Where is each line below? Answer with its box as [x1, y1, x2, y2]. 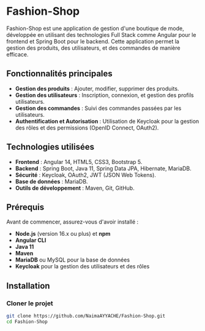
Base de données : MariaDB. [15, 177, 88, 185]
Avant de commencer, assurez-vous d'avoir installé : [6, 218, 139, 225]
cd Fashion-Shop [6, 318, 48, 325]
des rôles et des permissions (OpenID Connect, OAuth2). [15, 124, 159, 131]
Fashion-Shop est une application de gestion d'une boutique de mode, [6, 25, 185, 32]
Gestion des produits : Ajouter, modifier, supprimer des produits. [15, 85, 179, 92]
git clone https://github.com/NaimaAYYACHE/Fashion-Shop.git [6, 313, 166, 319]
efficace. [6, 50, 29, 58]
